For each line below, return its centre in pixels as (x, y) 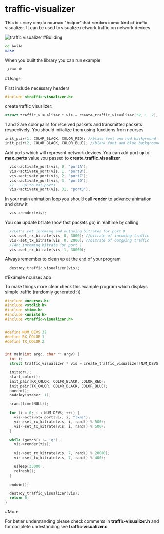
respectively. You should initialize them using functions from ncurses (74, 130)
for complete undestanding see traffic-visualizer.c (56, 527)
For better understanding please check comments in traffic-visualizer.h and (82, 521)
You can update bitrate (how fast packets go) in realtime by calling (72, 222)
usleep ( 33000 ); (29, 467)
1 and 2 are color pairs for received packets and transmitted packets (74, 125)
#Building (53, 37)
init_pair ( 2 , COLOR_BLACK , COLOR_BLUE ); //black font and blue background (83, 143)
